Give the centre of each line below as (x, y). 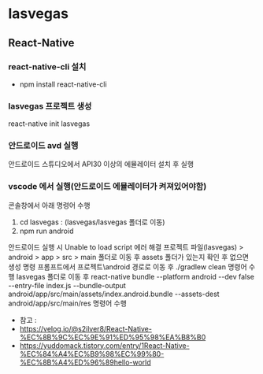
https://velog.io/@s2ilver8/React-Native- (85, 328)
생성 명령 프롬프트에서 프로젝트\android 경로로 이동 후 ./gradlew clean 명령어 (128, 267)
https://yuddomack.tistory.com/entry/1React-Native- (105, 345)
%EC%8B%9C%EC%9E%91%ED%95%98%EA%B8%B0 (113, 337)
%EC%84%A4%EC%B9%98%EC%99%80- (92, 354)
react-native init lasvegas (49, 124)
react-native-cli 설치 (47, 66)
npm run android (46, 231)
